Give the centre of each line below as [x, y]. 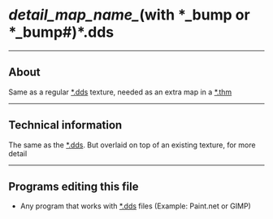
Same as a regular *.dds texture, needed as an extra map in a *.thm [120, 92]
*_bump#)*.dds [61, 32]
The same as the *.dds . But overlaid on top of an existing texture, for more [132, 145]
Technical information [65, 125]
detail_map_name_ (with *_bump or [129, 15]
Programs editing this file [74, 186]
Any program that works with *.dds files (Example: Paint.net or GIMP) [136, 206]
